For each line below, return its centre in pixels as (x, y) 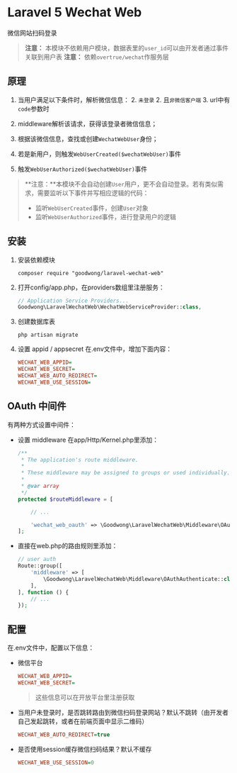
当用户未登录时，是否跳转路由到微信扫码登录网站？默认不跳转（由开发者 (123, 712)
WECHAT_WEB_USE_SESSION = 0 (56, 762)
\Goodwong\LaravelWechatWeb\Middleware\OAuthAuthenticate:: (134, 579)
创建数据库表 (36, 322)
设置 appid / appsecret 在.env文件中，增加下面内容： (95, 349)
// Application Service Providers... (73, 301)
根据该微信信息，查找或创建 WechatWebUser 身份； (88, 138)
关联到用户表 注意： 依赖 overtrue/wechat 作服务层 (97, 57)
